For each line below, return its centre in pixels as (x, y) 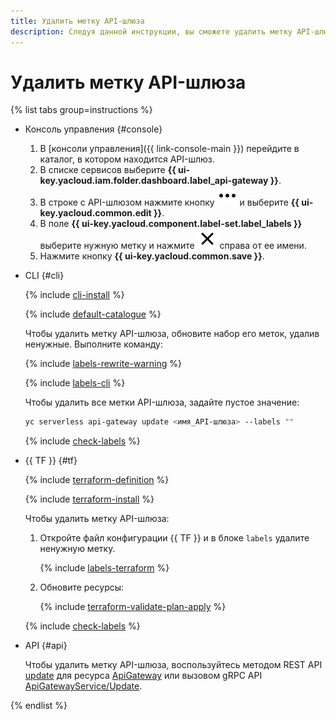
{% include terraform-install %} (89, 499)
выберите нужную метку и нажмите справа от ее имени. (173, 246)
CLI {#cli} (44, 276)
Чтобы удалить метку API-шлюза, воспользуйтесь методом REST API (173, 665)
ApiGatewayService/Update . (83, 686)
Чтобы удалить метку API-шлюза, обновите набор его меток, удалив (172, 334)
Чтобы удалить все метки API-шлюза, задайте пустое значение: (162, 402)
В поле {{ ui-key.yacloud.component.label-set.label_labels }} (171, 224)
